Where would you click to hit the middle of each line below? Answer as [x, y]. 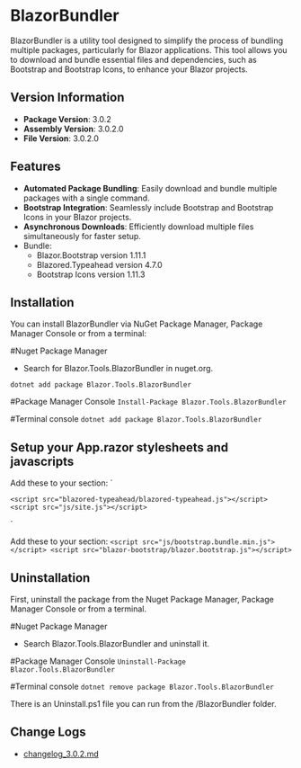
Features [35, 167]
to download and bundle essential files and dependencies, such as [133, 59]
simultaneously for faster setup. [82, 236]
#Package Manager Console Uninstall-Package [98, 661]
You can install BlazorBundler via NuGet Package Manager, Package [137, 324]
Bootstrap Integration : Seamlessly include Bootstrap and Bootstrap [148, 207]
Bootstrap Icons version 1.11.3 [91, 274]
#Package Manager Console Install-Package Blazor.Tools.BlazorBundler [148, 402]
